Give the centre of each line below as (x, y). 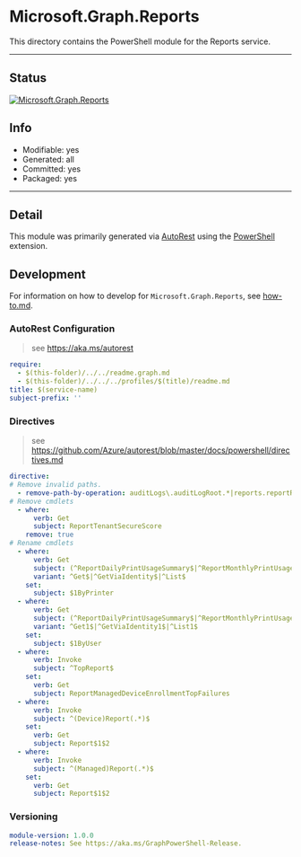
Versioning (34, 817)
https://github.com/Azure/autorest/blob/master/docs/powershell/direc (161, 450)
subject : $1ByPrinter (73, 593)
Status (28, 78)
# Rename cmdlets (42, 543)
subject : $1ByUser (67, 643)
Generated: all (48, 159)
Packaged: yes (50, 178)
